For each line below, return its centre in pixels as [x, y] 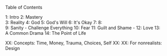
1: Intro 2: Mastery [24, 17]
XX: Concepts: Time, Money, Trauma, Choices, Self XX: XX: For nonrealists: [84, 43]
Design [13, 48]
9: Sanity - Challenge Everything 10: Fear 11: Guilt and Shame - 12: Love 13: [83, 28]
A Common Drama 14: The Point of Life [46, 33]
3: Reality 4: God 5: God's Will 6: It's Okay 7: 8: [54, 22]
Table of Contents [24, 7]
